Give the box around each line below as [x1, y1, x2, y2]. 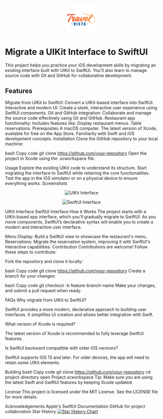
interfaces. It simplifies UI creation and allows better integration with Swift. [5, 312, 154, 317]
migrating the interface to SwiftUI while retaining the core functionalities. [5, 170, 150, 176]
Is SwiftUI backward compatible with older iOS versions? [5, 345, 118, 351]
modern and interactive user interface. [5, 224, 82, 230]
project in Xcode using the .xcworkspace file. [5, 156, 96, 161]
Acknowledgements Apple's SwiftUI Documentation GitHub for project [5, 403, 146, 409]
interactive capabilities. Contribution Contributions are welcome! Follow [5, 244, 148, 250]
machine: [5, 141, 24, 147]
